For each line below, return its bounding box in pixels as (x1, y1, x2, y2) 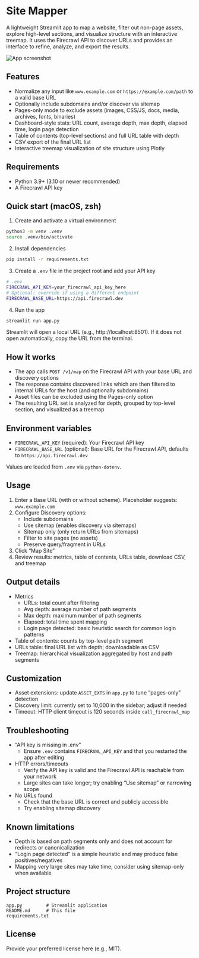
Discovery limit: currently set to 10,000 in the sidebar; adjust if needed (14, 702, 187, 709)
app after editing (23, 754, 64, 761)
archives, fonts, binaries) (14, 113, 76, 120)
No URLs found (14, 792, 52, 799)
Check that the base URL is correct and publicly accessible (23, 798, 169, 805)
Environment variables (6, 423, 92, 433)
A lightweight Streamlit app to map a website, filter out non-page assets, (6, 24, 184, 31)
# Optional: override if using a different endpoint (6, 290, 140, 296)
